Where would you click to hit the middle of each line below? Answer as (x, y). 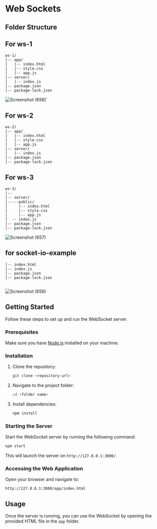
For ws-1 (19, 44)
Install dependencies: (34, 404)
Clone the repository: (34, 367)
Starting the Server (29, 426)
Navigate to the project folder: (43, 386)
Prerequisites (22, 332)
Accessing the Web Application (44, 469)
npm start (15, 446)
